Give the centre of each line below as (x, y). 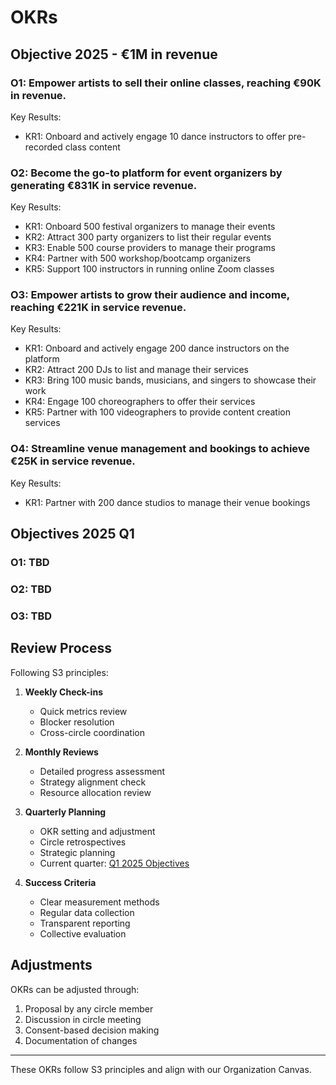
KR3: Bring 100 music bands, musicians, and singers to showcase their (170, 380)
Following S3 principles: (59, 672)
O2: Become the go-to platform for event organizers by (146, 173)
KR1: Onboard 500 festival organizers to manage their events (150, 227)
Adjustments (51, 965)
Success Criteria (60, 882)
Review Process (61, 648)
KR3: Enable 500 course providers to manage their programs (150, 248)
